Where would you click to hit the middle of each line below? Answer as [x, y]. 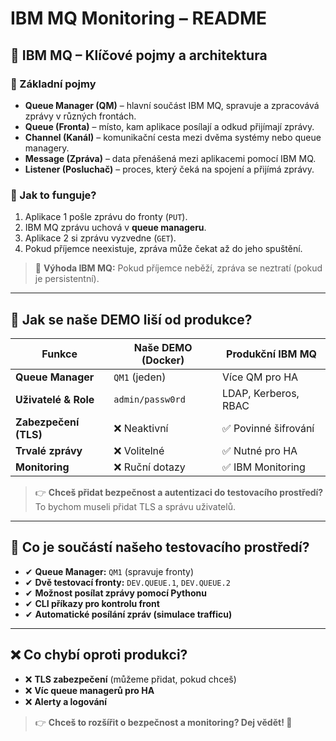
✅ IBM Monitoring [264, 467]
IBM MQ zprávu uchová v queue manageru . [115, 228]
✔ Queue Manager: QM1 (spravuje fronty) [109, 571]
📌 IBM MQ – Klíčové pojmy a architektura [139, 55]
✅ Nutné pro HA [260, 450]
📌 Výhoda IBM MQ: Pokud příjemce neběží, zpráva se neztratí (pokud [178, 268]
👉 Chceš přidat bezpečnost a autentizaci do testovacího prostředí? [179, 492]
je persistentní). [67, 279]
